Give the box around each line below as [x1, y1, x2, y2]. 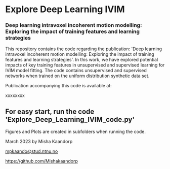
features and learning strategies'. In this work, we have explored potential [5, 57, 158, 63]
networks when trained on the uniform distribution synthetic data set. [5, 73, 150, 79]
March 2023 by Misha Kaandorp [5, 139, 73, 145]
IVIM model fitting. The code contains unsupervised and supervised [5, 67, 147, 74]
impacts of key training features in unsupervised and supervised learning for [5, 62, 165, 68]
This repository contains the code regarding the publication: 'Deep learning [5, 46, 162, 52]
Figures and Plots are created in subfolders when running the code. [5, 128, 146, 135]
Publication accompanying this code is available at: [5, 83, 112, 89]
